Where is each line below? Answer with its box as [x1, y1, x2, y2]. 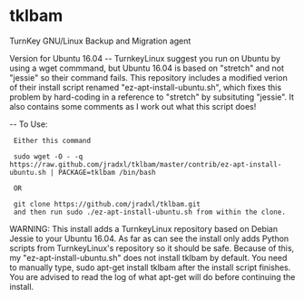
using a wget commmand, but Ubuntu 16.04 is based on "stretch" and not [9, 63, 284, 73]
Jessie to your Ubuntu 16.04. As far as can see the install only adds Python [9, 233, 289, 244]
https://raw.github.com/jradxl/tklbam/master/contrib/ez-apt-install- [9, 159, 282, 169]
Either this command [13, 136, 92, 145]
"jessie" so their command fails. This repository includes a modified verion [9, 72, 288, 82]
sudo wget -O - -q [13, 151, 83, 161]
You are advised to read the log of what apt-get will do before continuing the [9, 271, 296, 282]
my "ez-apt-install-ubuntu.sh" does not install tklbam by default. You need [9, 252, 288, 263]
